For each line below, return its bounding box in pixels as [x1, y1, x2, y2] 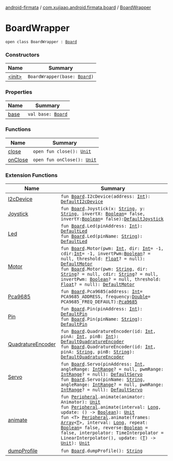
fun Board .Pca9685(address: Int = [61, 289, 143, 294]
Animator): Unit [61, 399, 100, 405]
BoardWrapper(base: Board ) [27, 74, 94, 80]
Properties [5, 88, 32, 96]
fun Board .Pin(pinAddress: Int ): [61, 306, 143, 312]
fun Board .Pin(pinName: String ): [61, 316, 143, 322]
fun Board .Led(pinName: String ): [61, 233, 143, 239]
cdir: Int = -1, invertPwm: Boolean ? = [61, 251, 151, 256]
